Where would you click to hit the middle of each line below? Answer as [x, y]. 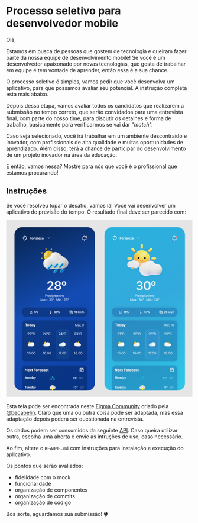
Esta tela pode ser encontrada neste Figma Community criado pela [87, 406]
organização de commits [45, 496]
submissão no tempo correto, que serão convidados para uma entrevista [95, 112]
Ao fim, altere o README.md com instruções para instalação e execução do [95, 448]
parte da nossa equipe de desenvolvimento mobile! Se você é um [86, 57]
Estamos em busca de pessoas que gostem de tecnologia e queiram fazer [96, 51]
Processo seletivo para [64, 11]
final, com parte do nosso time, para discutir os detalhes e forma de [89, 118]
